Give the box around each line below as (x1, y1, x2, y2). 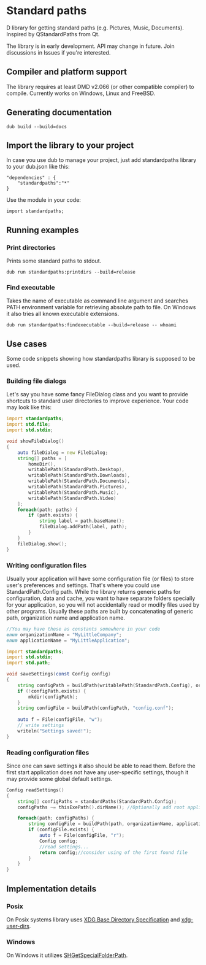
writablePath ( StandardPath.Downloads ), (28, 472, 131, 479)
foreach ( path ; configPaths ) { (17, 815, 95, 821)
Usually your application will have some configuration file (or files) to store (6, 575, 194, 582)
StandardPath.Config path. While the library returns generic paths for (6, 588, 181, 595)
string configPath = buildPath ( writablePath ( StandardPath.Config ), (17, 682, 193, 688)
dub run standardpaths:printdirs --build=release (6, 269, 136, 275)
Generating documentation (6, 107, 112, 118)
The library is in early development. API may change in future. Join (6, 42, 175, 50)
